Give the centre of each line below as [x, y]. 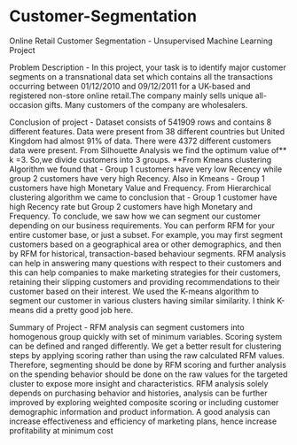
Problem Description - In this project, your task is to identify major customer [148, 67]
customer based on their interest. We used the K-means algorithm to [134, 291]
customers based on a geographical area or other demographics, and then [145, 244]
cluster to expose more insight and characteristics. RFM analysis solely [139, 383]
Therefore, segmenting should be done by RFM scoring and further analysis [148, 364]
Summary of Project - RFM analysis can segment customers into [127, 327]
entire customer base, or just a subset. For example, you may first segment [146, 234]
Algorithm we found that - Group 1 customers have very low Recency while [146, 169]
